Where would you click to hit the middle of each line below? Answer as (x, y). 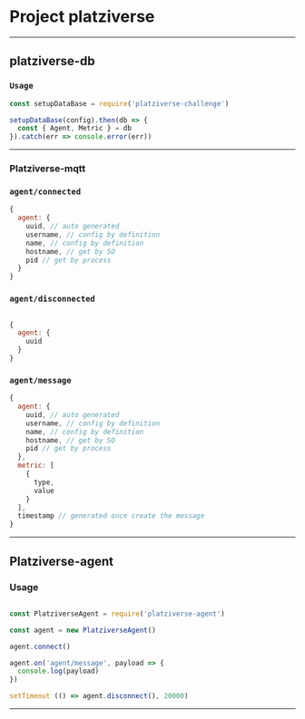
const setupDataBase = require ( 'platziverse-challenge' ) (119, 103)
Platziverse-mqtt (48, 169)
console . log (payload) (59, 671)
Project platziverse (82, 17)
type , (44, 482)
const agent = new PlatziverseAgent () (83, 630)
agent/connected (45, 191)
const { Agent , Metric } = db (74, 129)
